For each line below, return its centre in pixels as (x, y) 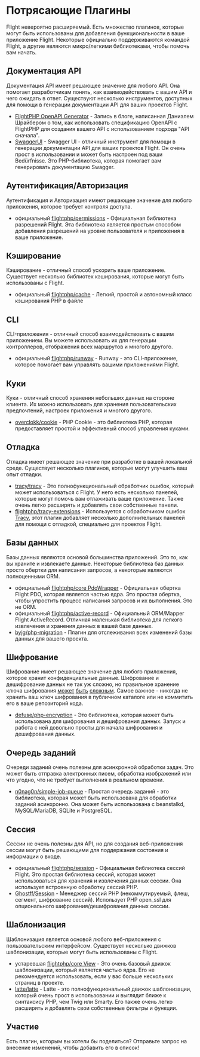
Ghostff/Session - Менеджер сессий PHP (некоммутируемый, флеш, (102, 893)
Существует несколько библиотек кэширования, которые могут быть (95, 277)
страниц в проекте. (39, 982)
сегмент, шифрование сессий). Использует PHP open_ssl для (93, 900)
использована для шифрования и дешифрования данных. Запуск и (100, 721)
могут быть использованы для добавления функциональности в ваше (96, 33)
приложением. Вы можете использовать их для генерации (81, 341)
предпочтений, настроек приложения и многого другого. (79, 410)
